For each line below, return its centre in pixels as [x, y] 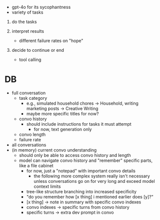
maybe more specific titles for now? [63, 113]
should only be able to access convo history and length [75, 155]
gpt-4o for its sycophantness [41, 7]
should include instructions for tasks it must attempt [79, 124]
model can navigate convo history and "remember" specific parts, [86, 160]
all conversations [29, 145]
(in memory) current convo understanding [54, 150]
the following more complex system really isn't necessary [92, 176]
